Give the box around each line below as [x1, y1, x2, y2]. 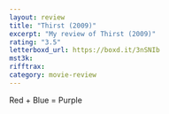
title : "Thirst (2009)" [9, 21, 97, 30]
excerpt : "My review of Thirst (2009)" [9, 29, 157, 38]
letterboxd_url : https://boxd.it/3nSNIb [9, 46, 161, 55]
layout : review [9, 12, 65, 22]
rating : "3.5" [9, 37, 62, 47]
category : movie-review [9, 71, 97, 80]
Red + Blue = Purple [9, 95, 82, 105]
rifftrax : [9, 63, 46, 72]
